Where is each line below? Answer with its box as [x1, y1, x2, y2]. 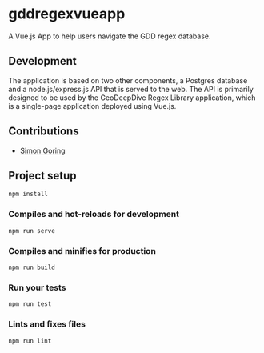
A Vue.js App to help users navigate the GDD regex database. [8, 31, 211, 41]
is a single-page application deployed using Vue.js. [8, 101, 177, 110]
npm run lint [8, 337, 52, 345]
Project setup [8, 169, 78, 183]
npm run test [8, 300, 52, 308]
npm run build [8, 263, 56, 271]
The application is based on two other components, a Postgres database [8, 75, 248, 85]
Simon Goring [19, 146, 66, 155]
